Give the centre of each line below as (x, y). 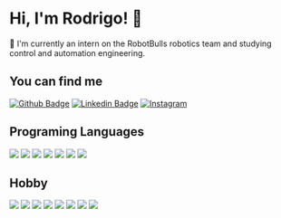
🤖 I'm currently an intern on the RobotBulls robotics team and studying (140, 43)
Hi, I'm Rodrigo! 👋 (76, 19)
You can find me (56, 82)
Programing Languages (77, 132)
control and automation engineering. (78, 52)
